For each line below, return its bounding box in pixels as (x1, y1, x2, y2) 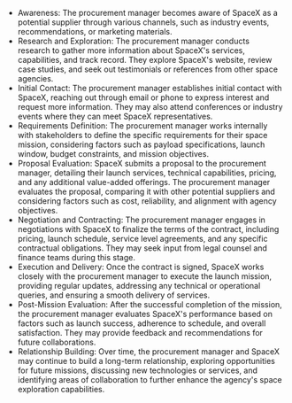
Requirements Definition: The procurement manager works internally (17, 120, 268, 131)
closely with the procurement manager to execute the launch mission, (17, 271, 273, 282)
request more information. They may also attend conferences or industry (17, 102, 283, 112)
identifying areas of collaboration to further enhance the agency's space (17, 375, 282, 384)
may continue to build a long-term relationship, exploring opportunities (17, 356, 276, 366)
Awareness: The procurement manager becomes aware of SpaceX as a (17, 8, 279, 18)
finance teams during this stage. (17, 252, 135, 262)
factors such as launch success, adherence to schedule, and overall (17, 318, 266, 329)
